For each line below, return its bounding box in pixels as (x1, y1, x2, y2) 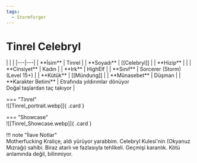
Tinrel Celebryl (6, 40, 81, 53)
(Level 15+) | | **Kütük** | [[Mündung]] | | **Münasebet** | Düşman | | (6, 72, 181, 79)
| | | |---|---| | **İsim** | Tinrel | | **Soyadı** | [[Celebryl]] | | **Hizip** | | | (6, 59, 192, 66)
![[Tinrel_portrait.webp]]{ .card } (6, 102, 85, 110)
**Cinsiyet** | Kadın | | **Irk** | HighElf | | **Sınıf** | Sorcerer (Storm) (6, 66, 182, 73)
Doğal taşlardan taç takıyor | (6, 84, 75, 92)
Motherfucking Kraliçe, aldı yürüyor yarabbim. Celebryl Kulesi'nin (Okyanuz (6, 138, 191, 145)
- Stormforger (11, 14, 46, 20)
